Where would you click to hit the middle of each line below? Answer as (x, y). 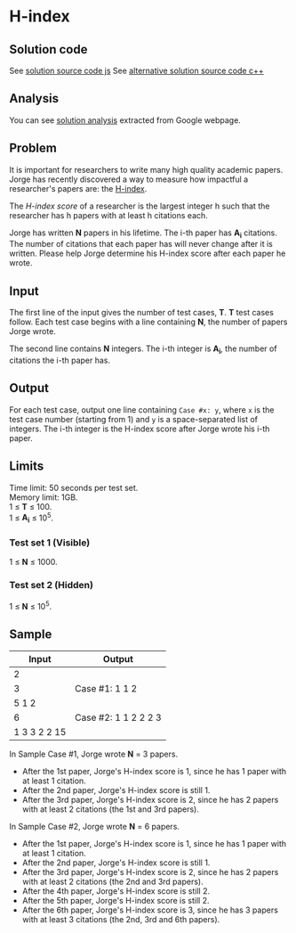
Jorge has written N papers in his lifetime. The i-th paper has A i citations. (143, 233)
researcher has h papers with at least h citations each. (109, 215)
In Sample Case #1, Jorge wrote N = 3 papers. (94, 754)
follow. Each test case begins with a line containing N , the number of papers (148, 322)
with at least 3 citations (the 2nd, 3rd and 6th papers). (121, 920)
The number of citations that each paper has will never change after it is (141, 244)
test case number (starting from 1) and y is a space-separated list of (134, 419)
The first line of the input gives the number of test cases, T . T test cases (141, 313)
